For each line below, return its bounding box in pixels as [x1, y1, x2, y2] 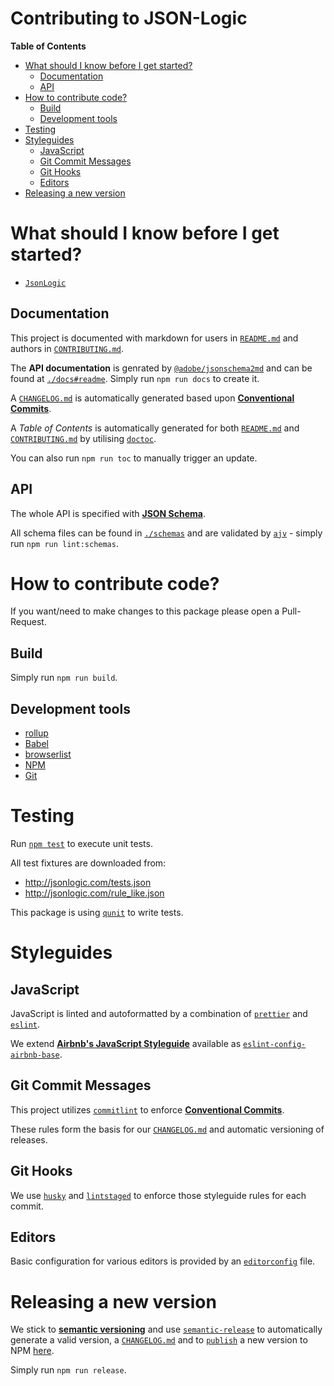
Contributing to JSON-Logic [10, 7, 248, 30]
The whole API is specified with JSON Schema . [10, 507, 206, 519]
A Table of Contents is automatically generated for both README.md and [10, 422, 300, 434]
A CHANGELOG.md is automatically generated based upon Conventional [10, 392, 295, 404]
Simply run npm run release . [10, 1364, 127, 1376]
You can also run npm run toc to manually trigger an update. [10, 452, 258, 464]
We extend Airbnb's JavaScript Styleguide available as [10, 1038, 242, 1049]
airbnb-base [10, 1050, 60, 1060]
